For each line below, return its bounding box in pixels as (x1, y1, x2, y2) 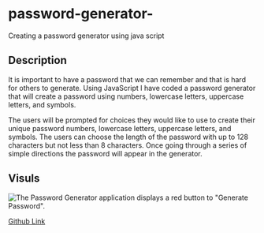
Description (8, 54, 67, 67)
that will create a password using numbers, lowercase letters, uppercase (8, 92, 244, 101)
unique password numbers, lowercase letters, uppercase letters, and (8, 123, 232, 133)
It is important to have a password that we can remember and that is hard (8, 74, 247, 84)
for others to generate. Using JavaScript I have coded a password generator (8, 83, 256, 92)
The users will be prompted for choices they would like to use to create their (8, 115, 256, 125)
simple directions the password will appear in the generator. (8, 148, 203, 158)
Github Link (8, 216, 46, 226)
